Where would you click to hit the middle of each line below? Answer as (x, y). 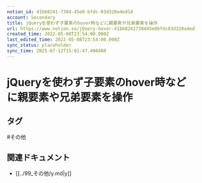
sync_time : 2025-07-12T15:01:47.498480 (57, 51)
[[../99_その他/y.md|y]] (43, 173)
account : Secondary (31, 17)
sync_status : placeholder (39, 46)
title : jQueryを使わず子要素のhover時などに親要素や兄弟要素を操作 (82, 23)
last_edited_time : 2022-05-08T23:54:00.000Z (63, 40)
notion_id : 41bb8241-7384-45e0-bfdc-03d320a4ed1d (70, 12)
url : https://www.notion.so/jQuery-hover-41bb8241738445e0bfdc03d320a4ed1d (103, 28)
